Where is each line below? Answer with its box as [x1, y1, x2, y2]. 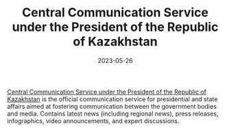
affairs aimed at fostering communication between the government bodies [7, 102, 217, 110]
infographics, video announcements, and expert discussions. [7, 116, 180, 124]
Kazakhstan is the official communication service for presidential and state [7, 94, 218, 103]
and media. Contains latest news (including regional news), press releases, [7, 109, 219, 118]
